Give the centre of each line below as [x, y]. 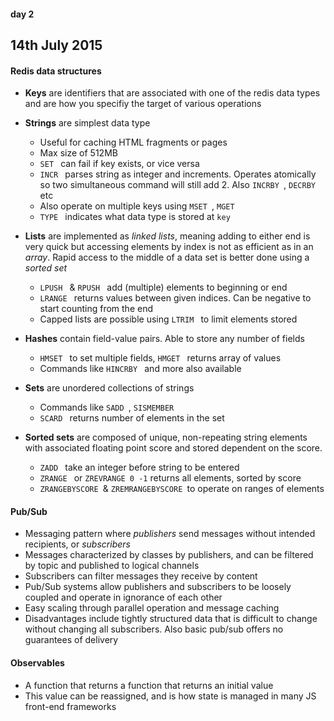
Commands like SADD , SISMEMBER [107, 407]
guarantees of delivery [71, 640]
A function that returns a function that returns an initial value [149, 685]
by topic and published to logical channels [112, 566]
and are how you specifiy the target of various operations [143, 104]
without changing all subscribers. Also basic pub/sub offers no [154, 629]
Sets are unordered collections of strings [109, 388]
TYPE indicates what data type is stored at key [135, 217]
